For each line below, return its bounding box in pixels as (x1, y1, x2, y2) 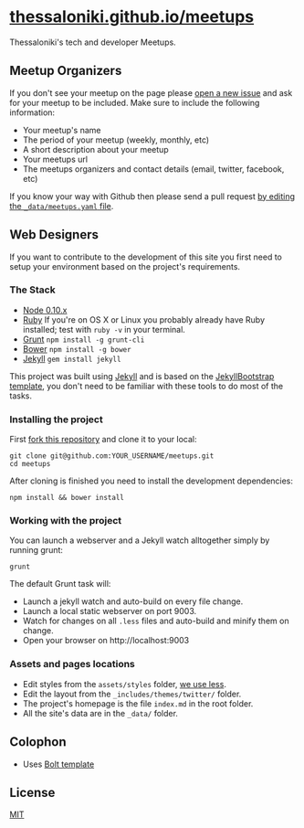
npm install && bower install (9, 494, 125, 503)
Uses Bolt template (22, 759, 95, 770)
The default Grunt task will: (9, 579, 111, 589)
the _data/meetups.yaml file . (9, 200, 114, 211)
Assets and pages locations (9, 658, 135, 671)
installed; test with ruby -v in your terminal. (22, 324, 185, 334)
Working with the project (9, 515, 122, 527)
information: (9, 107, 56, 118)
